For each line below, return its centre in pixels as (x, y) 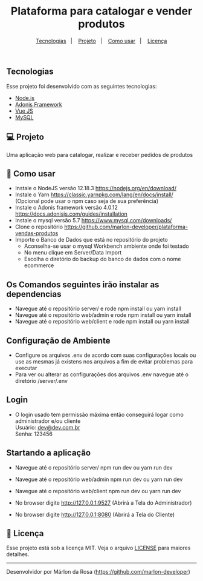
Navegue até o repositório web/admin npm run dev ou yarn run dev (99, 479)
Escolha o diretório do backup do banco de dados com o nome (102, 259)
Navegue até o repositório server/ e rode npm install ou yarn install (98, 309)
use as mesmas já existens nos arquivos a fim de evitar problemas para (104, 361)
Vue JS (24, 111)
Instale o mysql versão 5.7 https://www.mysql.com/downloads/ (93, 221)
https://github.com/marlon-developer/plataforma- (126, 227)
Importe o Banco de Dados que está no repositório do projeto (91, 240)
